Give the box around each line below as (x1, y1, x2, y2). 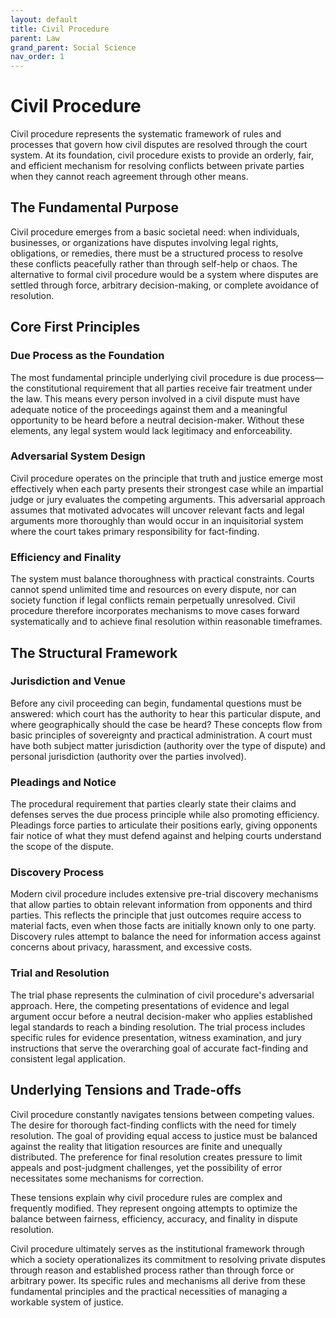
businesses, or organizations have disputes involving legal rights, (10, 236, 279, 248)
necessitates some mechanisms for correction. (10, 1172, 204, 1184)
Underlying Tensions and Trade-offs (10, 1082, 242, 1099)
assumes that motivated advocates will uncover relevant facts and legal (10, 504, 305, 516)
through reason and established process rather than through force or (10, 1264, 295, 1276)
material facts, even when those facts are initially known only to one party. (10, 920, 317, 932)
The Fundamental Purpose (10, 199, 179, 216)
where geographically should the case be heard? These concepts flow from (10, 718, 323, 730)
